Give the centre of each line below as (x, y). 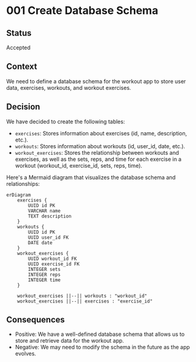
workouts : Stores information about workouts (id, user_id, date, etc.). (100, 146)
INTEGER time (44, 280)
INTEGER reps (44, 275)
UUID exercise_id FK (54, 264)
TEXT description (50, 216)
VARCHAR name (44, 211)
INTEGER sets (44, 269)
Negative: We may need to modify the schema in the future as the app (103, 347)
